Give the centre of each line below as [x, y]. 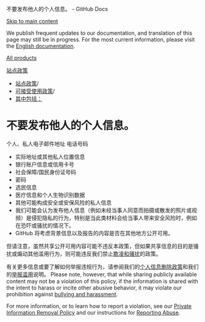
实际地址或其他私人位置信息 [50, 156]
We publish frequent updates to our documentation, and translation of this [99, 33]
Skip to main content [32, 21]
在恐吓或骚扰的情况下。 [45, 225]
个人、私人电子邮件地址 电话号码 [47, 144]
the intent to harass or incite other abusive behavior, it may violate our [94, 287]
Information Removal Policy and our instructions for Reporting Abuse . [93, 312]
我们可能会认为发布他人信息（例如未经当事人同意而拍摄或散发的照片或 [103, 210]
